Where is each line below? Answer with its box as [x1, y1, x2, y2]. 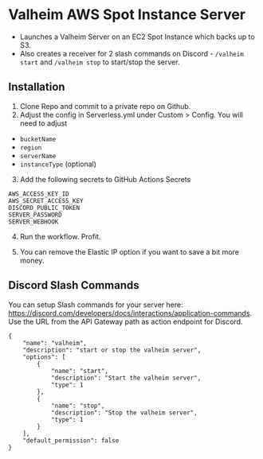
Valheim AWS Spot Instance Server [8, 6, 245, 24]
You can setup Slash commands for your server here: [8, 300, 183, 309]
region [19, 143, 42, 152]
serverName [19, 152, 57, 160]
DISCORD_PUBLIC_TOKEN [8, 204, 80, 212]
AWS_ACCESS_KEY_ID [8, 189, 69, 198]
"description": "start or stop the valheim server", [22, 346, 202, 354]
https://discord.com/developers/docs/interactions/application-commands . [8, 308, 253, 317]
